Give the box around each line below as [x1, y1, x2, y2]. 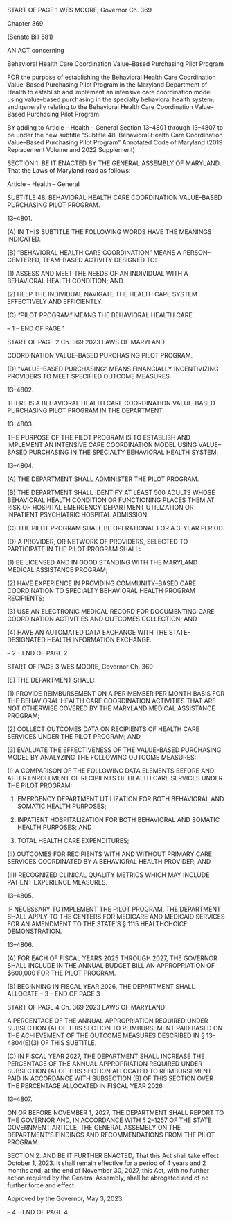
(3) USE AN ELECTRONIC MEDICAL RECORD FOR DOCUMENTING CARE [7, 608, 215, 615]
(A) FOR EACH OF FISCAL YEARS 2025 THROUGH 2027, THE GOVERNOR [7, 954, 218, 962]
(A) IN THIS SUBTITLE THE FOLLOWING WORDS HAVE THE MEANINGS [7, 228, 212, 235]
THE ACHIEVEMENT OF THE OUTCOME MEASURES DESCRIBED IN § [7, 1031, 205, 1039]
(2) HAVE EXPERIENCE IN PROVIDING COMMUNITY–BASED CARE [7, 579, 197, 587]
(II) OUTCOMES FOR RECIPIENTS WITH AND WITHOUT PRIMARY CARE [7, 850, 213, 858]
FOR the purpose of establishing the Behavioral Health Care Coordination [7, 73, 216, 81]
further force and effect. [7, 1181, 76, 1189]
